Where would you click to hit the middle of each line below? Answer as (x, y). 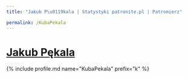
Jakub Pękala (41, 52)
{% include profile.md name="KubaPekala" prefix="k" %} (78, 69)
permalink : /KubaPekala (36, 22)
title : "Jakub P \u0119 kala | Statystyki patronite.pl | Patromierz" (94, 12)
